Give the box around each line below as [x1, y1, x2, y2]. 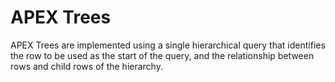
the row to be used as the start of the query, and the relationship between [10, 49, 315, 61]
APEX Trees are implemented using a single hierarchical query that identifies [10, 39, 326, 51]
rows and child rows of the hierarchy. [10, 60, 163, 72]
